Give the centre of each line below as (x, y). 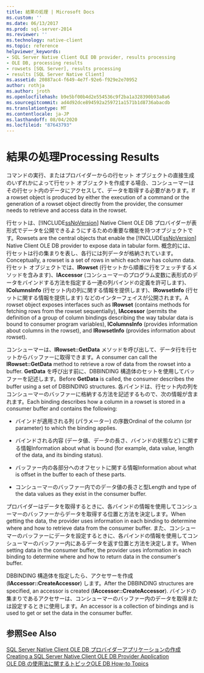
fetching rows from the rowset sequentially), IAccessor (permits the (92, 311)
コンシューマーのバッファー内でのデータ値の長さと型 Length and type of (106, 487)
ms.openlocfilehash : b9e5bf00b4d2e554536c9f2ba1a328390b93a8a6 (88, 97)
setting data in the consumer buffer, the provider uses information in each (99, 550)
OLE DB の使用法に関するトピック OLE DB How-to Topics (78, 663)
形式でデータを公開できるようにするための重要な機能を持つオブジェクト (97, 231)
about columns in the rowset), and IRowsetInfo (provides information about (101, 331)
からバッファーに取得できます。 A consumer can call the (87, 358)
